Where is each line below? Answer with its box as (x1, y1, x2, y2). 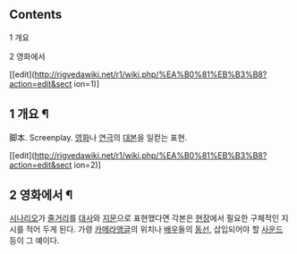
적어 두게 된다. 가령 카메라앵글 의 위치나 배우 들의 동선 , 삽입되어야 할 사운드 (25, 224, 284, 235)
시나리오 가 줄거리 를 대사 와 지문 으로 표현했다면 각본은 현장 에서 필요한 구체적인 (9, 213, 280, 224)
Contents (9, 7, 63, 22)
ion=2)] (73, 159, 101, 170)
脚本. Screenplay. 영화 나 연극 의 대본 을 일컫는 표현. (9, 131, 188, 142)
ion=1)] (73, 78, 100, 89)
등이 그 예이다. (9, 235, 60, 246)
